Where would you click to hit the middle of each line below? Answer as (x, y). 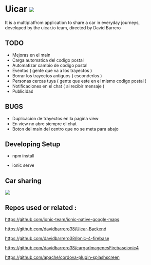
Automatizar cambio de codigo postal (50, 65)
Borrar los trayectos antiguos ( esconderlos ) (57, 76)
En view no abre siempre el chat (44, 124)
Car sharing (23, 181)
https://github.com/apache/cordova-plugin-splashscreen (62, 257)
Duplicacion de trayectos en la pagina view (55, 118)
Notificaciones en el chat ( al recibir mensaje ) (58, 86)
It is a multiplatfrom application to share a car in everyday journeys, (73, 22)
